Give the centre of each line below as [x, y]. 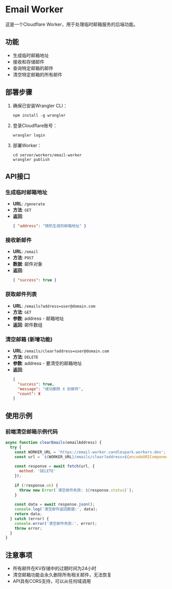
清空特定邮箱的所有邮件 [37, 74]
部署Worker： [27, 145]
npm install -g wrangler [39, 115]
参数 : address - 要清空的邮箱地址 [47, 363]
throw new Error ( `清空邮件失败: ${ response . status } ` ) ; [76, 490]
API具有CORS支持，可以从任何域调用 [52, 581]
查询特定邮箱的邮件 [33, 68]
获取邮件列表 [21, 294]
